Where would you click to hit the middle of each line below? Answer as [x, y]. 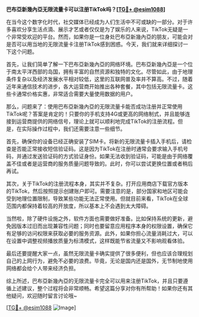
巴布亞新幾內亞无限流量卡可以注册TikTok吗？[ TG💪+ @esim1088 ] [86, 9]
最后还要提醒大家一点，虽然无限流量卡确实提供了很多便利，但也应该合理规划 [99, 253]
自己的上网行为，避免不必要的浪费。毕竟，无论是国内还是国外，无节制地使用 [99, 261]
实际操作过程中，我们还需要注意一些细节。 [73, 129]
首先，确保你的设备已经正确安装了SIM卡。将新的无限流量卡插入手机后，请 [97, 141]
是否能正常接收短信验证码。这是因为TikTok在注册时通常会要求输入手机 [97, 149]
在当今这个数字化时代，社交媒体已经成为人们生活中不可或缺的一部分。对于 [97, 22]
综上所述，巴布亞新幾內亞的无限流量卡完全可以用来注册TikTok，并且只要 [95, 281]
